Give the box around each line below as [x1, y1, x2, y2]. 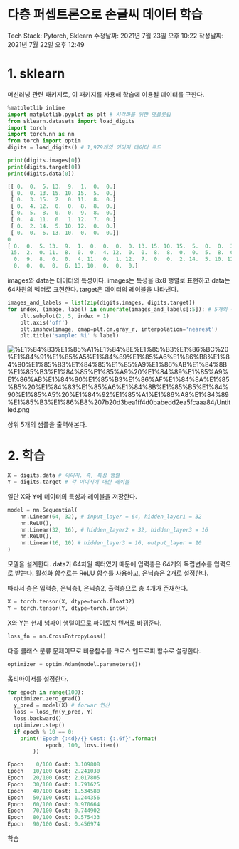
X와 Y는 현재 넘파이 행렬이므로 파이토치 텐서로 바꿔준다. [7, 618, 162, 627]
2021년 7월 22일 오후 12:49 [7, 40, 85, 48]
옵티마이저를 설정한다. [7, 674, 69, 683]
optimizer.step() [14, 722, 65, 729]
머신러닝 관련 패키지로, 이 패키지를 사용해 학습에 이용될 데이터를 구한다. [7, 90, 205, 98]
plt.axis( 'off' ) [20, 319, 69, 326]
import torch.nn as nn [7, 131, 75, 138]
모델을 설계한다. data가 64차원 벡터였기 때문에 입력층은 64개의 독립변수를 [7, 560, 213, 569]
